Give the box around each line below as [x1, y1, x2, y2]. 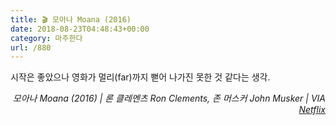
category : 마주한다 [10, 33, 83, 43]
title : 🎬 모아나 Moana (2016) [10, 14, 132, 25]
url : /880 [10, 42, 52, 53]
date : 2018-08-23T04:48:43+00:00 [10, 24, 150, 34]
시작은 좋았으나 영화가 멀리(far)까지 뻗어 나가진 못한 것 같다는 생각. [10, 71, 271, 83]
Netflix [298, 104, 326, 116]
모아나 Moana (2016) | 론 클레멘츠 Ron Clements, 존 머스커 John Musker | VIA [12, 92, 326, 105]
